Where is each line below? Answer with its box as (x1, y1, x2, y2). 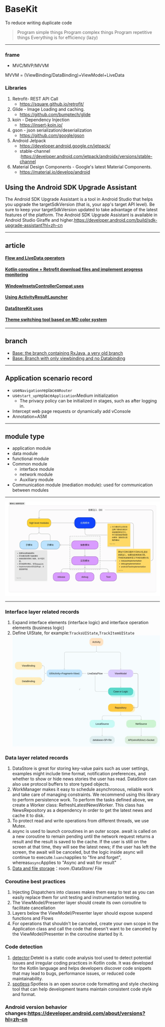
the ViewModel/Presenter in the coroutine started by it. (12, 931, 124, 937)
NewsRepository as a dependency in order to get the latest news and (12, 807, 152, 813)
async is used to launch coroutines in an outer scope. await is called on (12, 828, 157, 834)
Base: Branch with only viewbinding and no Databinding (12, 355, 126, 361)
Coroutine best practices (5, 878, 66, 885)
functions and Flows (12, 915, 54, 922)
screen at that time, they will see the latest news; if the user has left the (12, 844, 157, 850)
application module (12, 445, 52, 451)
